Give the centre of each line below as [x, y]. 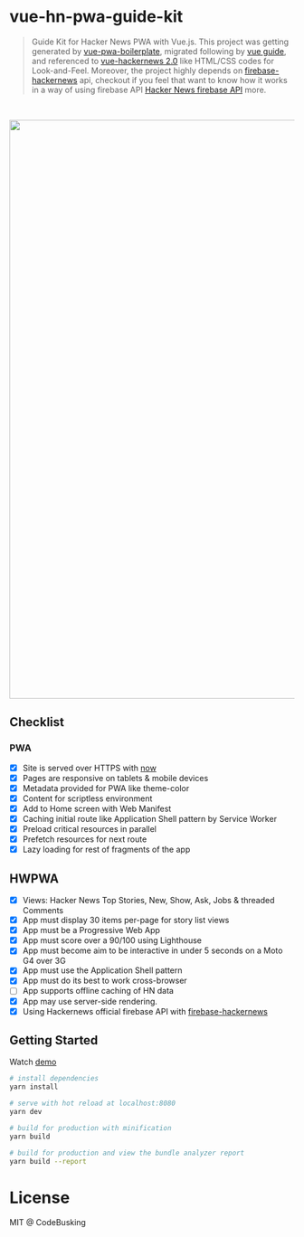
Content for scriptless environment [87, 798]
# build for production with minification [90, 1128]
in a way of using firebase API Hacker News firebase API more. [149, 90]
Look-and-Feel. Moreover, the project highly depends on [137, 71]
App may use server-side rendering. [90, 1001]
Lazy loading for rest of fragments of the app [106, 850]
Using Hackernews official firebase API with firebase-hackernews [145, 1011]
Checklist [37, 722]
